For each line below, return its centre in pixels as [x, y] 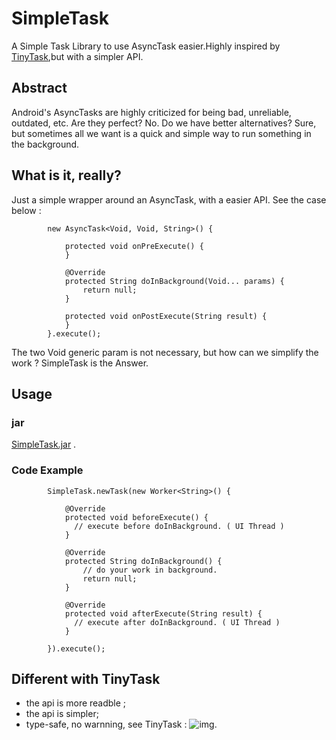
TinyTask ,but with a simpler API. [77, 56]
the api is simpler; [62, 714]
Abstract [39, 88]
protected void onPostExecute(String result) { [166, 316]
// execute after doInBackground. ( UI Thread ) [177, 622]
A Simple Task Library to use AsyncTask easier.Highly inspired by [146, 46]
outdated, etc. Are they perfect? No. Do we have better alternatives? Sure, [164, 123]
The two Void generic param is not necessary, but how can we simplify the [165, 352]
